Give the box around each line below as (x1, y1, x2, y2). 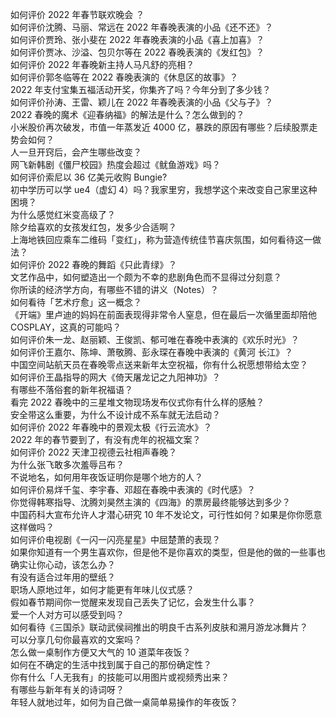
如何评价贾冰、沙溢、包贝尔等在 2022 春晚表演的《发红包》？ (10, 46, 265, 58)
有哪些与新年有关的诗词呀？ (10, 684, 125, 695)
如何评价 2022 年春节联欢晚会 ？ (10, 9, 145, 20)
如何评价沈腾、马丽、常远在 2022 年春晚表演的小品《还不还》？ (10, 21, 274, 33)
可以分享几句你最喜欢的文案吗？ (10, 634, 142, 645)
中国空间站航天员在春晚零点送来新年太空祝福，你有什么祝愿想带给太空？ (10, 359, 308, 370)
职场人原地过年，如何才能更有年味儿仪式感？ (10, 584, 195, 595)
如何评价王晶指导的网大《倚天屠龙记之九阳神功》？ (10, 371, 221, 383)
